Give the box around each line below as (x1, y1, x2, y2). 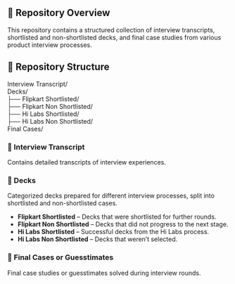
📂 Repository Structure (7, 61, 110, 73)
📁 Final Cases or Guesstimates (7, 252, 114, 262)
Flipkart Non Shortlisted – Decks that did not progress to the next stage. (17, 220, 229, 228)
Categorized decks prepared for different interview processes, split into (7, 191, 215, 200)
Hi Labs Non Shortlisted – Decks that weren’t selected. (17, 235, 178, 243)
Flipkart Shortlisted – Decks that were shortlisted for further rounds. (17, 212, 217, 221)
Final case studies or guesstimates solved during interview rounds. (7, 269, 201, 277)
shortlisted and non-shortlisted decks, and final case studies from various (7, 33, 222, 41)
